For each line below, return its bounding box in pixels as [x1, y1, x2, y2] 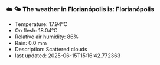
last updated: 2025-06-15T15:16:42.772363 [14, 52, 121, 59]
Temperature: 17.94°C [14, 21, 68, 28]
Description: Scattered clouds [14, 46, 87, 53]
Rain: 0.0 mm [14, 40, 47, 47]
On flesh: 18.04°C [14, 27, 58, 34]
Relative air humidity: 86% [14, 33, 79, 40]
